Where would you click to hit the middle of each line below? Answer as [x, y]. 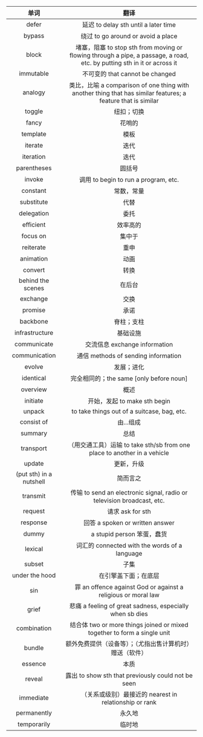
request [34, 511]
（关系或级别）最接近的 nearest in [129, 694]
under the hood [34, 575]
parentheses [34, 168]
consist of [34, 422]
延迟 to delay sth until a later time [129, 25]
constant [34, 191]
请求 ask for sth [129, 511]
